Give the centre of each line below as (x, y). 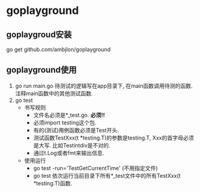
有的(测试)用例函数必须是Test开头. (76, 130)
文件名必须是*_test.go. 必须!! (69, 115)
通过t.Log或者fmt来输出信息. (69, 153)
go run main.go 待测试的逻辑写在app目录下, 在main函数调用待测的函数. (104, 86)
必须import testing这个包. (65, 123)
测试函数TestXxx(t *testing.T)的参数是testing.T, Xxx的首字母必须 (114, 138)
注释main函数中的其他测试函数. (54, 93)
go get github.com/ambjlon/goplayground (59, 49)
